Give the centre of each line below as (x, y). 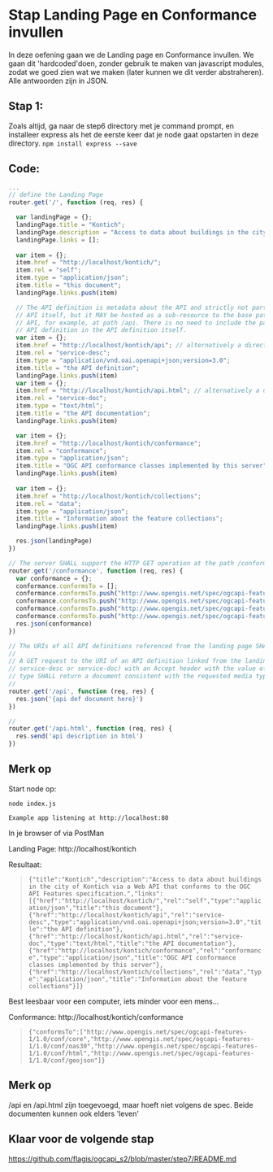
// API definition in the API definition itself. (101, 330)
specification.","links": (120, 893)
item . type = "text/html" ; (60, 406)
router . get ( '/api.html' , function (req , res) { (91, 729)
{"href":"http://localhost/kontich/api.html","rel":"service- (136, 936)
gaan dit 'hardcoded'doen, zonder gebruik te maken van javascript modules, (136, 63)
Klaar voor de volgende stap (81, 1139)
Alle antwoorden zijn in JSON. (58, 81)
